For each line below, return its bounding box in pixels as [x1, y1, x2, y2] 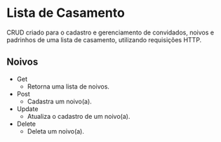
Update [16, 104, 39, 113]
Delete [16, 120, 36, 128]
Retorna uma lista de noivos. [27, 82, 110, 91]
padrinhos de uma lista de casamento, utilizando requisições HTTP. [6, 35, 202, 44]
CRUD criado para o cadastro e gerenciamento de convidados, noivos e [6, 28, 215, 37]
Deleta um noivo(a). [27, 127, 85, 135]
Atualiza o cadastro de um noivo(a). [27, 112, 130, 120]
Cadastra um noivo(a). [27, 97, 92, 105]
